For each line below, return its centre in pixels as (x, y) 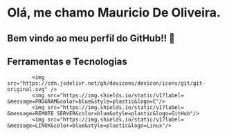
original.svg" (28, 90)
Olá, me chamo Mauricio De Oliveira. (114, 13)
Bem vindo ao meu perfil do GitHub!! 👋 (91, 38)
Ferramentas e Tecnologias (67, 61)
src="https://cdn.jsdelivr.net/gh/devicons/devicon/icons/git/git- (107, 84)
